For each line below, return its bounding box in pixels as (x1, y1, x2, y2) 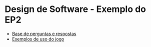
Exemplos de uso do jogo (11, 36, 64, 42)
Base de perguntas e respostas (11, 30, 76, 36)
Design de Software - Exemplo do (4, 3, 146, 15)
